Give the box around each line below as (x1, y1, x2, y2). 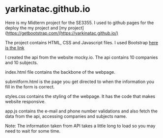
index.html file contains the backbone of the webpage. (5, 69, 115, 75)
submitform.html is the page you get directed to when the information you (5, 79, 155, 84)
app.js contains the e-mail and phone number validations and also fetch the (5, 108, 158, 114)
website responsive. (5, 98, 46, 104)
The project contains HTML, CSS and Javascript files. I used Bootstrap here (5, 39, 159, 45)
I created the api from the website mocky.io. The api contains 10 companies (5, 54, 158, 60)
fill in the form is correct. (5, 83, 55, 89)
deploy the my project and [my (5, 25, 67, 30)
